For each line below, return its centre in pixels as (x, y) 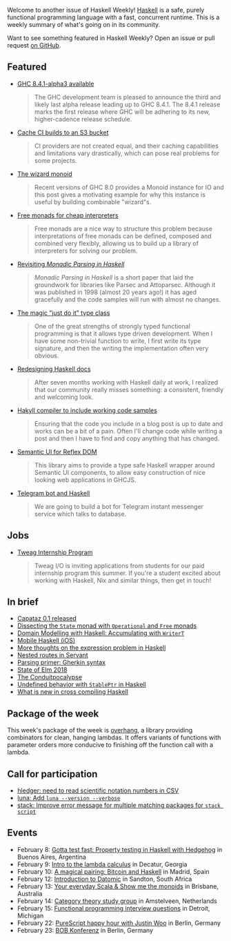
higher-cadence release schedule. (83, 119)
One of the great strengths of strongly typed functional (112, 326)
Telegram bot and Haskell (53, 493)
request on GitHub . (34, 45)
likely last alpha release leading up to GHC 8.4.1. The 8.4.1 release (127, 104)
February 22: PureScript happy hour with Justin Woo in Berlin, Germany (119, 923)
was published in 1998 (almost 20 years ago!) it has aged (115, 292)
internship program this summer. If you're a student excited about (127, 573)
